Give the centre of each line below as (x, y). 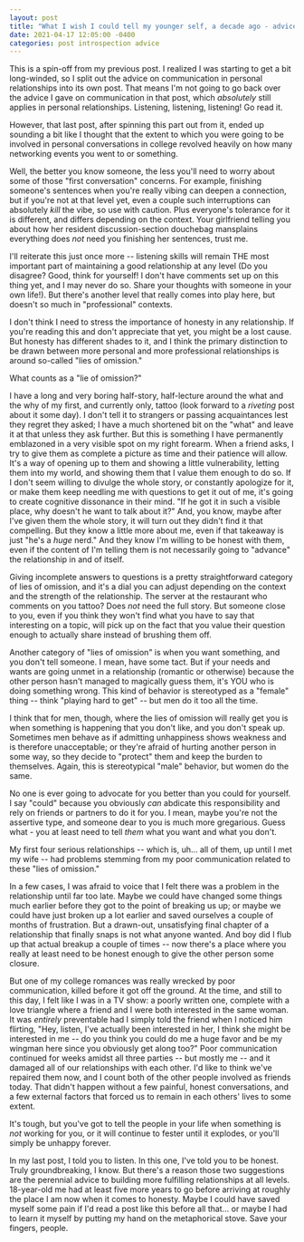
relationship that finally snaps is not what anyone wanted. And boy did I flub (151, 935)
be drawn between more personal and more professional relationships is (144, 351)
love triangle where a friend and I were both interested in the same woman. (149, 1010)
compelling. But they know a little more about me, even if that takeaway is (147, 530)
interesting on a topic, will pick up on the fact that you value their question (147, 626)
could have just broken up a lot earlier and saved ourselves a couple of (142, 916)
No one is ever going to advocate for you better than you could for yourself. (150, 793)
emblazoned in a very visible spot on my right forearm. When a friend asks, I (152, 444)
